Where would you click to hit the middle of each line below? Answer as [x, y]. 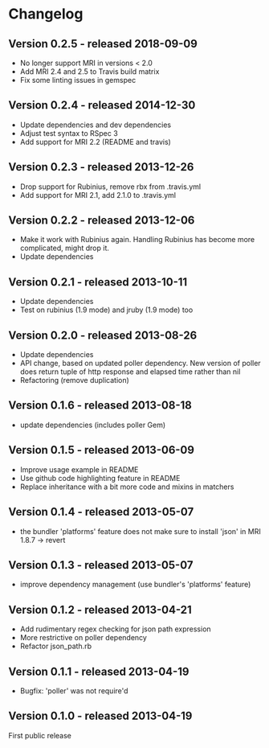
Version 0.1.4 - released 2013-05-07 [101, 512]
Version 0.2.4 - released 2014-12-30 [102, 105]
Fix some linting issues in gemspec [78, 80]
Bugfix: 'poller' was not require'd [74, 690]
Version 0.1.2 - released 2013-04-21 [100, 609]
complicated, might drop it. [65, 248]
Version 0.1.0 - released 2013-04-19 [100, 716]
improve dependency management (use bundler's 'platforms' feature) [135, 585]
